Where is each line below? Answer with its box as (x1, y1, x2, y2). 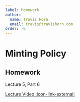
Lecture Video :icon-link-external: (5, 91, 75, 97)
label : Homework (5, 7, 39, 13)
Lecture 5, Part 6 (5, 81, 40, 87)
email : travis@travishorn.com (10, 21, 73, 27)
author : (5, 12, 22, 17)
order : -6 (5, 26, 26, 31)
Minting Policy (5, 48, 66, 60)
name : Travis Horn (10, 17, 49, 22)
